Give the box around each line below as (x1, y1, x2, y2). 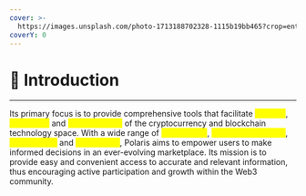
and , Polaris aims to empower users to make (58, 138, 272, 149)
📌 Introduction (9, 69, 120, 90)
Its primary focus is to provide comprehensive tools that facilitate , (9, 108, 289, 119)
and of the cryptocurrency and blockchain (51, 118, 267, 129)
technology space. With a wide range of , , (9, 128, 289, 139)
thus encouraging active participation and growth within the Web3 (9, 166, 258, 178)
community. (9, 176, 54, 187)
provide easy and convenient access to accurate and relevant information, (9, 157, 289, 168)
